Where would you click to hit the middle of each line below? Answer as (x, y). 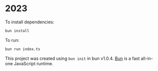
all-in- (147, 58)
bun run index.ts (23, 49)
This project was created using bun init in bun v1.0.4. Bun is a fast (73, 58)
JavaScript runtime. (34, 63)
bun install (17, 31)
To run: (12, 40)
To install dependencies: (30, 22)
